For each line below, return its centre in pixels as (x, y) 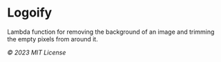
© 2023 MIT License (37, 52)
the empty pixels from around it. (52, 39)
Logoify (30, 13)
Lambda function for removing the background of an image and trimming (111, 32)
